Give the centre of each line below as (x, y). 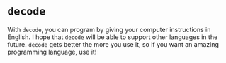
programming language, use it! (52, 52)
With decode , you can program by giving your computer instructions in (109, 29)
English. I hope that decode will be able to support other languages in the (113, 37)
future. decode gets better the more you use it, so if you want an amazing (113, 44)
